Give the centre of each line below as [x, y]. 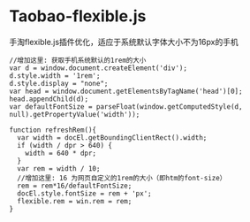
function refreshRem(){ [53, 130]
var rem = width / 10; [59, 168]
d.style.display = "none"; [59, 83]
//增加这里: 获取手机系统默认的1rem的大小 [78, 60]
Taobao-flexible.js [78, 16]
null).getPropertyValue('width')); [75, 114]
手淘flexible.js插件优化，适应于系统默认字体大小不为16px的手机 [124, 42]
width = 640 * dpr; [61, 153]
